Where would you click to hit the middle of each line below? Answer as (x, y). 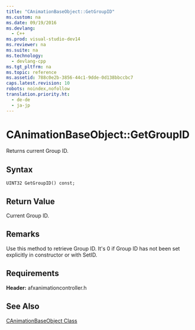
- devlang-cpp (29, 61)
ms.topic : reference (32, 72)
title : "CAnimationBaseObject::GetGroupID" (61, 12)
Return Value (30, 201)
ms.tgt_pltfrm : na (29, 67)
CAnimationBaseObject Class (42, 321)
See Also (23, 307)
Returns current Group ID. (38, 151)
